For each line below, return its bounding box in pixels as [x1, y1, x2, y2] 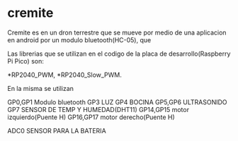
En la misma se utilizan [7, 84, 74, 92]
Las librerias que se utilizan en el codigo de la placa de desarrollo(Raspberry [7, 49, 231, 58]
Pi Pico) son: [7, 56, 44, 65]
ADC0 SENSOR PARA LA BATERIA [7, 126, 106, 135]
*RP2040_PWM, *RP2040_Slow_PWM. [7, 70, 123, 79]
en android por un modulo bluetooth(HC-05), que [7, 35, 152, 44]
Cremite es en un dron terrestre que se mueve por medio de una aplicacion [7, 28, 227, 37]
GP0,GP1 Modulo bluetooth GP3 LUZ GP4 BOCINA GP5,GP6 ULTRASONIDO [7, 97, 227, 106]
